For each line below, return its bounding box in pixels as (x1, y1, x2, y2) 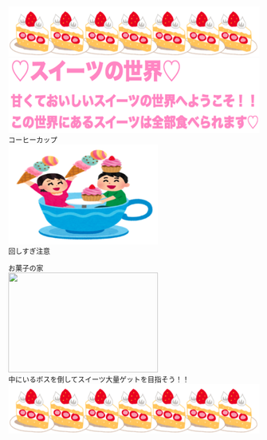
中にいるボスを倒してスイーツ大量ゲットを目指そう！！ (8, 375, 190, 384)
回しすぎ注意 (8, 246, 50, 256)
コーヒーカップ (8, 135, 57, 145)
